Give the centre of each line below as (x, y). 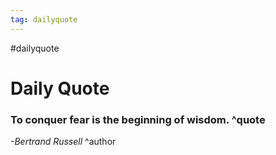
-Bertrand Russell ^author (63, 142)
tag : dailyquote (44, 19)
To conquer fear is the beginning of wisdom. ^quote (138, 119)
